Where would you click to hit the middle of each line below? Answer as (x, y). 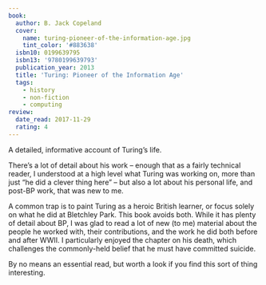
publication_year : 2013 (55, 68)
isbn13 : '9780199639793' (57, 61)
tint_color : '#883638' (60, 46)
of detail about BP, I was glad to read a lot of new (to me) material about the (133, 223)
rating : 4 (32, 127)
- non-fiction (46, 97)
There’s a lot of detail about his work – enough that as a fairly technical (125, 165)
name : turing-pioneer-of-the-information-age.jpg (107, 38)
